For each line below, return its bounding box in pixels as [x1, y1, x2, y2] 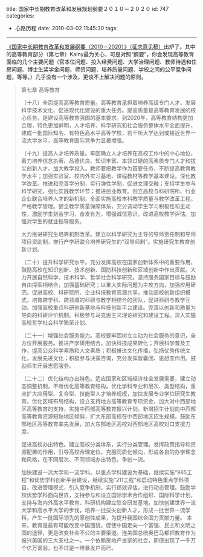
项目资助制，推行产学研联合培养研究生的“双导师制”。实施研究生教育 [21, 238, 190, 245]
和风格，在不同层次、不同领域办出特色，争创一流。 [21, 456, 149, 463]
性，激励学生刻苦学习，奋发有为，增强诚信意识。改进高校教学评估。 [21, 210, 191, 217]
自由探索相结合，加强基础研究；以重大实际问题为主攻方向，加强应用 [21, 281, 191, 288]
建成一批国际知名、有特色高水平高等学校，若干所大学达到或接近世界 [21, 129, 191, 136]
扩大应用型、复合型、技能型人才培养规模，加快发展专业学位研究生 [26, 390, 191, 397]
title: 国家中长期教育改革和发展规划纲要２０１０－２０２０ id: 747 [6, 5, 169, 12]
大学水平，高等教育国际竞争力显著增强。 [26, 137, 127, 144]
